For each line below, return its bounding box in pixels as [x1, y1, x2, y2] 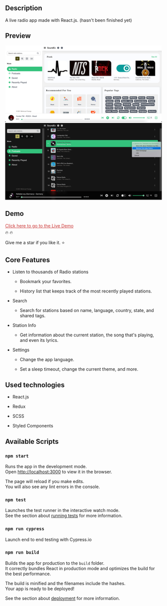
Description [5, 4, 42, 12]
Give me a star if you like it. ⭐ [5, 239, 65, 245]
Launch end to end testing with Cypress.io [5, 536, 92, 542]
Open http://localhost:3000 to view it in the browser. [5, 469, 112, 475]
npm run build [5, 550, 39, 555]
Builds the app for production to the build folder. [5, 560, 105, 566]
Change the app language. [19, 357, 75, 363]
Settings [12, 347, 30, 353]
